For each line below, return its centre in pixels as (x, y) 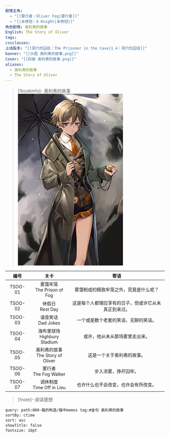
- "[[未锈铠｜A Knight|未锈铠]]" (42, 21)
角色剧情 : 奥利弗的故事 (27, 27)
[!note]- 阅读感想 (35, 399)
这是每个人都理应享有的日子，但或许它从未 (117, 303)
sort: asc (16, 420)
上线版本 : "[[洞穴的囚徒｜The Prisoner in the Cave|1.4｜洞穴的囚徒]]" (76, 48)
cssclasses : (18, 43)
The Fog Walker (49, 374)
